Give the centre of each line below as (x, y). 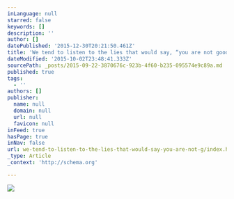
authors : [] (24, 91)
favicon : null (34, 124)
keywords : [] (26, 26)
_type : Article (29, 156)
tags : (15, 78)
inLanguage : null (32, 14)
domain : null (32, 111)
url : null (28, 117)
